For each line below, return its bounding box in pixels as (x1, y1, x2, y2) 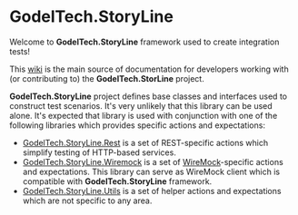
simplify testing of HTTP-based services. (22, 147, 177, 158)
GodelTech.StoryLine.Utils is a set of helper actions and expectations (22, 185, 282, 196)
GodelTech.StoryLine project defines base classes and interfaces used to (9, 91, 288, 102)
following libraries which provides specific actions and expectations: (9, 120, 266, 131)
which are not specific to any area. (22, 195, 153, 206)
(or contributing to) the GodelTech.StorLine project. (9, 73, 204, 83)
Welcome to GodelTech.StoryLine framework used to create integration (9, 36, 280, 47)
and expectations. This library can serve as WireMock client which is (22, 166, 281, 177)
